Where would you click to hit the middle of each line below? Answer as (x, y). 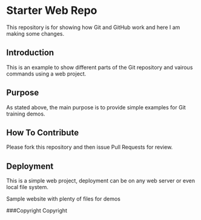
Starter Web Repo (52, 11)
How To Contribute (43, 133)
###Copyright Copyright (37, 211)
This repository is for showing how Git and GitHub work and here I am (93, 27)
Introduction (30, 53)
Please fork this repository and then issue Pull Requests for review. (90, 147)
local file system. (27, 187)
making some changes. (35, 33)
